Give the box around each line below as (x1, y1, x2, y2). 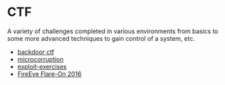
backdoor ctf (17, 48, 54, 56)
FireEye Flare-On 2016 (17, 70, 82, 78)
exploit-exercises (17, 62, 67, 70)
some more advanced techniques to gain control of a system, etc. (7, 34, 196, 42)
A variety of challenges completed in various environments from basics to (7, 27, 219, 35)
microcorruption (17, 55, 64, 63)
